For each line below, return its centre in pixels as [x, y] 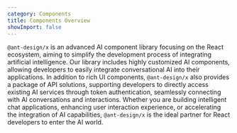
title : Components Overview [49, 21]
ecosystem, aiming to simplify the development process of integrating [109, 54]
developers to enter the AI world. [55, 122]
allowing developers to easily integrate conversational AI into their [104, 70]
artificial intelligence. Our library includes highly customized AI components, [119, 62]
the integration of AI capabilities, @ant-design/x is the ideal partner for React [119, 115]
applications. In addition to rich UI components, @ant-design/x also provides [118, 77]
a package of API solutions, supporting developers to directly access [108, 85]
